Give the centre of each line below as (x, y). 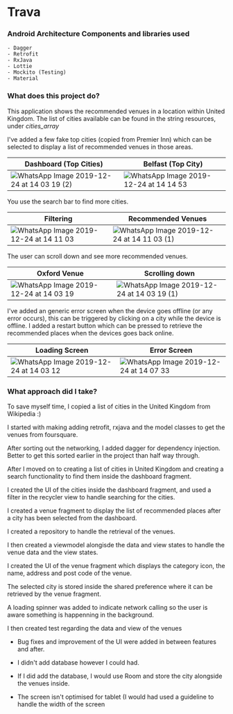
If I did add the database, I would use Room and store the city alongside (120, 676)
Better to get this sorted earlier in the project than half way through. (104, 456)
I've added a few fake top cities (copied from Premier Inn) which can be (110, 139)
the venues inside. (43, 683)
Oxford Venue (61, 273)
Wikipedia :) (24, 414)
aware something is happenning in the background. (81, 615)
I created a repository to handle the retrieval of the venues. (91, 531)
